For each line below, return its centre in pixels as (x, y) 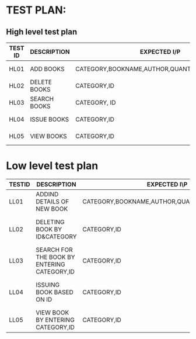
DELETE (41, 82)
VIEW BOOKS (48, 136)
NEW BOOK (52, 209)
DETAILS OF (52, 201)
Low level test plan (52, 166)
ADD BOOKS (47, 69)
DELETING (50, 222)
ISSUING (48, 285)
